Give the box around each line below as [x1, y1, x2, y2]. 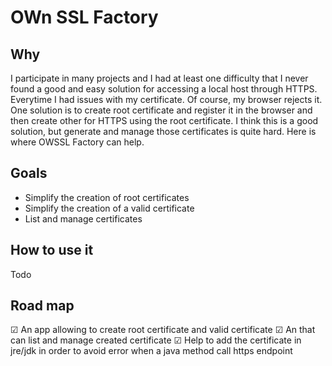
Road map [10, 297, 75, 315]
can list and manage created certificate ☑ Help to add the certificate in [10, 334, 302, 346]
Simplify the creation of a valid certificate [24, 202, 195, 214]
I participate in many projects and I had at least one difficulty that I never [10, 72, 309, 84]
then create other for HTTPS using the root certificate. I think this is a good [10, 115, 319, 126]
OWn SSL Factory [10, 6, 159, 29]
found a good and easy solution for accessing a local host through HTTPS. [10, 83, 318, 95]
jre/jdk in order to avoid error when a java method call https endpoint [10, 345, 293, 357]
